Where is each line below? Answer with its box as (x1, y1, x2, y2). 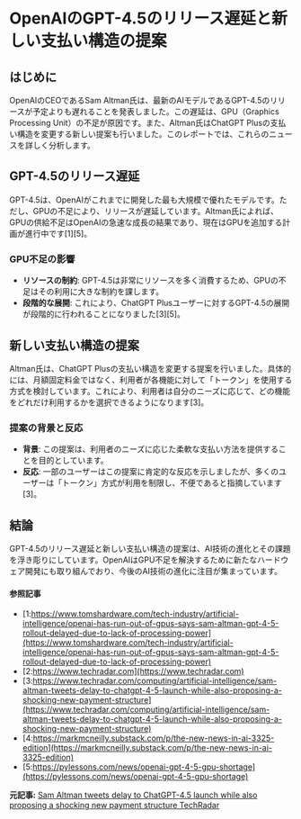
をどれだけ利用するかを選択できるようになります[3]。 (9, 397, 209, 408)
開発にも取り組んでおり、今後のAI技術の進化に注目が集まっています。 (24, 566, 283, 577)
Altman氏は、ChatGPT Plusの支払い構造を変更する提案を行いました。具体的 (9, 363, 292, 373)
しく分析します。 (32, 140, 96, 150)
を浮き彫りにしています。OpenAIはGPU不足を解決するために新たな (9, 554, 258, 565)
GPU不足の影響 (9, 253, 75, 265)
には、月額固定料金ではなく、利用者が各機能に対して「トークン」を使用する (9, 374, 293, 385)
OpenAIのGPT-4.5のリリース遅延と (9, 8, 272, 29)
